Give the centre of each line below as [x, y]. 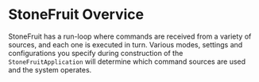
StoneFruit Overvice [76, 15]
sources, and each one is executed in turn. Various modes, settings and [126, 44]
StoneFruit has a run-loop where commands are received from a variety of [130, 36]
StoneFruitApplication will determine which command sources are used [127, 61]
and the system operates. [50, 69]
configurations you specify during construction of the [96, 53]
